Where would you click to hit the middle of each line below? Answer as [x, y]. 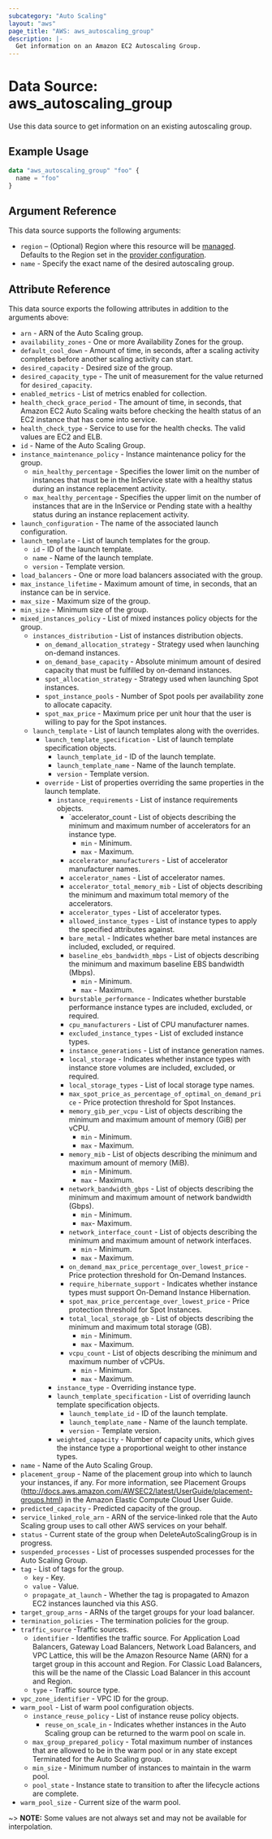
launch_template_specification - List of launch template [139, 739]
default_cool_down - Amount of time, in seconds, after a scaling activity [140, 351]
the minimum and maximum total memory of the [149, 895]
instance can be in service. [65, 593]
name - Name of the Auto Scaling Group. [86, 1466]
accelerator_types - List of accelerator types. [145, 913]
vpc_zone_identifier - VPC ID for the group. [94, 1699]
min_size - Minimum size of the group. [84, 610]
